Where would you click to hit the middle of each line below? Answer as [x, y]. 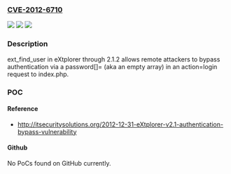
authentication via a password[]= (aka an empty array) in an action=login [112, 66]
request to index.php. [38, 74]
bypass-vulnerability [47, 131]
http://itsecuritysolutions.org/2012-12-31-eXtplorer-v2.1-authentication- [120, 124]
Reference [23, 109]
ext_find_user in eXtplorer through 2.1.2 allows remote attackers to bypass [114, 59]
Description [28, 44]
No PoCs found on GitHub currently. [59, 163]
